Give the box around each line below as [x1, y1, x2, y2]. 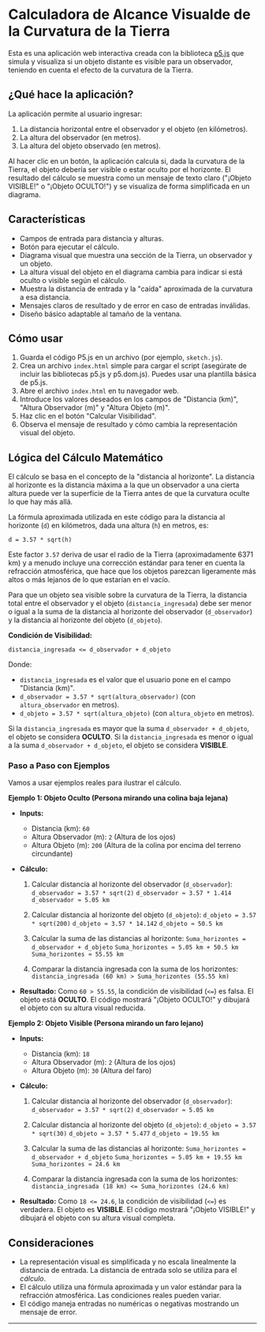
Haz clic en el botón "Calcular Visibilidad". [19, 412, 157, 421]
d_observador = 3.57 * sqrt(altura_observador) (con [19, 692, 196, 701]
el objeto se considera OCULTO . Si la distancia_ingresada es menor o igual [8, 732, 254, 742]
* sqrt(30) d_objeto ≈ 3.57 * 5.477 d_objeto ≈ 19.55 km [31, 1130, 219, 1138]
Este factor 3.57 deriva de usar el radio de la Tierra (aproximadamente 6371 [8, 550, 254, 559]
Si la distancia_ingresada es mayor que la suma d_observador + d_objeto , [8, 724, 250, 733]
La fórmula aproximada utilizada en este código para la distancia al [8, 513, 226, 522]
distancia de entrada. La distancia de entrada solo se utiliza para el [19, 1266, 237, 1275]
